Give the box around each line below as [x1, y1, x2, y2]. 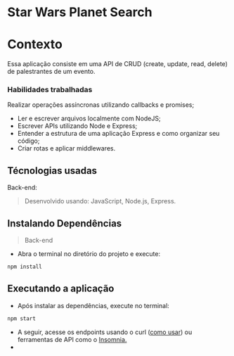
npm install [7, 263, 42, 271]
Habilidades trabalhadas [7, 85, 93, 95]
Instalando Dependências [7, 217, 122, 229]
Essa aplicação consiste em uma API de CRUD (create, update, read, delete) [7, 60, 228, 68]
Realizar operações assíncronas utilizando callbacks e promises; [7, 101, 195, 109]
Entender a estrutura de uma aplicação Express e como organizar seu [17, 129, 220, 138]
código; [17, 136, 40, 145]
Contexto [7, 37, 63, 53]
